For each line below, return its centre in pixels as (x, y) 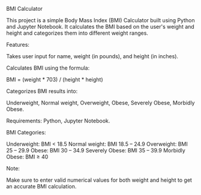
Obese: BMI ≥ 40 (27, 157)
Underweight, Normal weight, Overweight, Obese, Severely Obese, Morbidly (100, 103)
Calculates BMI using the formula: (48, 68)
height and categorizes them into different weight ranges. (77, 33)
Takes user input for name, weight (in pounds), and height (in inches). (92, 56)
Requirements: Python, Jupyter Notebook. (58, 121)
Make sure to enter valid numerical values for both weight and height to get (99, 180)
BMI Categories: (26, 132)
